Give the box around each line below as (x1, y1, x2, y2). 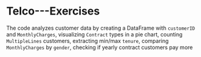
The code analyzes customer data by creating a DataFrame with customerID (6, 24, 196, 32)
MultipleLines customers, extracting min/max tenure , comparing (6, 37, 169, 44)
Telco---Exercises (6, 4, 100, 18)
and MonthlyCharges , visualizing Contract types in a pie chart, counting (6, 30, 183, 38)
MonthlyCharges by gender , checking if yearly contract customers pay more (6, 44, 193, 51)
